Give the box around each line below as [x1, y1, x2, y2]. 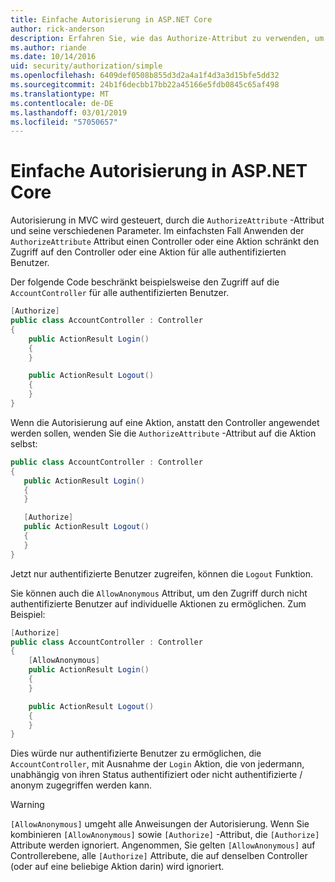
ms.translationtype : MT [10, 89, 110, 99]
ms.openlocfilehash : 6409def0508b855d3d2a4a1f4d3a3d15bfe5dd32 [10, 71, 280, 81]
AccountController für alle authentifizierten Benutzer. [10, 287, 230, 299]
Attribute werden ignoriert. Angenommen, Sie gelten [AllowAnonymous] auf [10, 839, 316, 851]
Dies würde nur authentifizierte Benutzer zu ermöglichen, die [10, 747, 262, 760]
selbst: [10, 437, 38, 450]
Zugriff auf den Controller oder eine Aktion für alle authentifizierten [10, 246, 287, 258]
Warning [10, 799, 45, 811]
